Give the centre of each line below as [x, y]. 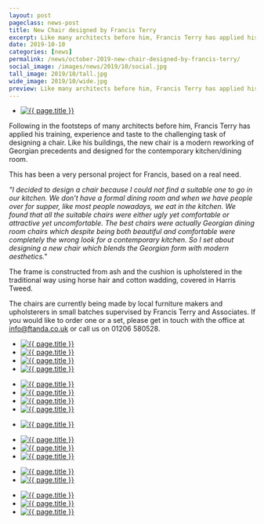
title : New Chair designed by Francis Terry [83, 30]
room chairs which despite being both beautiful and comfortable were [122, 232]
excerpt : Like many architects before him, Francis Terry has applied [127, 37]
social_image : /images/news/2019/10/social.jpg [88, 67]
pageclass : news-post [44, 23]
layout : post [30, 15]
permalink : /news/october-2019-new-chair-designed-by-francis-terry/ [125, 60]
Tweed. [21, 288]
